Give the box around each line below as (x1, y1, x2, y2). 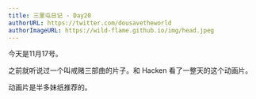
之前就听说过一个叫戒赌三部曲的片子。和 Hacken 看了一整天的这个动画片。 (8, 66, 252, 75)
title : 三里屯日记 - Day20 (8, 11, 91, 20)
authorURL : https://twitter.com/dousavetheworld (8, 19, 172, 27)
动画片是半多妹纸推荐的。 (8, 82, 92, 92)
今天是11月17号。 (8, 49, 63, 59)
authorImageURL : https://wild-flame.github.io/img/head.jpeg (8, 26, 215, 34)
